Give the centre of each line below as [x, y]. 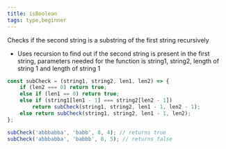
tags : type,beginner [37, 20]
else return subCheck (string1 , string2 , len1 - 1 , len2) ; [105, 113]
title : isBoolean [32, 14]
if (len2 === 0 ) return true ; [64, 88]
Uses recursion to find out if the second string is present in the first [113, 54]
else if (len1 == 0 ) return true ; [70, 94]
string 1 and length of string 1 [59, 68]
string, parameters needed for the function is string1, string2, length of [118, 61]
